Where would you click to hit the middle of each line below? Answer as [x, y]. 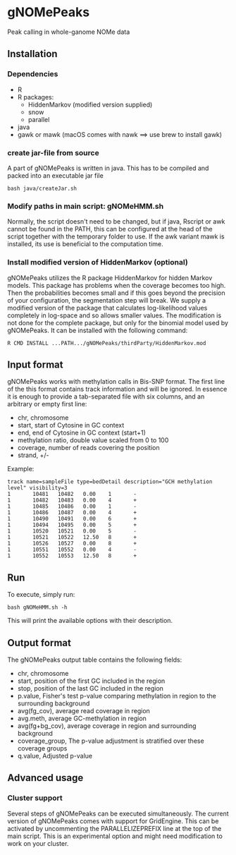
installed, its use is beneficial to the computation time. [85, 244]
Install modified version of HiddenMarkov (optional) [98, 262]
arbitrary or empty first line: [47, 404]
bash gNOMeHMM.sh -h [38, 607]
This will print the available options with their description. [90, 621]
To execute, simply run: [41, 595]
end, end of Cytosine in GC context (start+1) [81, 433]
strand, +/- [33, 455]
